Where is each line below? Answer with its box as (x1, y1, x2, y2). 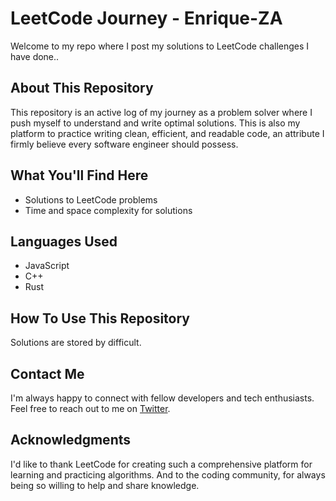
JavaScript (24, 260, 70, 272)
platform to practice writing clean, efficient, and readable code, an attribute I (10, 127, 325, 139)
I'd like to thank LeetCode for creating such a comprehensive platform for (10, 458, 313, 470)
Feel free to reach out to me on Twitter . (10, 403, 171, 414)
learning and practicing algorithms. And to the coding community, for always (10, 468, 326, 481)
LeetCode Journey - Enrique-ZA (10, 7, 283, 30)
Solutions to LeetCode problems (24, 193, 158, 206)
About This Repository (10, 80, 154, 97)
